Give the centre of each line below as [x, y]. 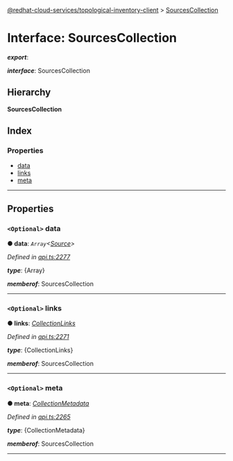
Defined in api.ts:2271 [38, 337]
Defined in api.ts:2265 [39, 417]
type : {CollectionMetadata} [46, 430]
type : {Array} [26, 270]
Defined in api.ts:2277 [39, 257]
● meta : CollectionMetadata [48, 403]
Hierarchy [29, 93]
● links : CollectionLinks [42, 323]
